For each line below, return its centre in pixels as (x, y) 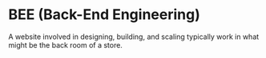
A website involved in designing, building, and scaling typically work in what (134, 37)
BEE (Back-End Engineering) (104, 15)
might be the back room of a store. (65, 44)
